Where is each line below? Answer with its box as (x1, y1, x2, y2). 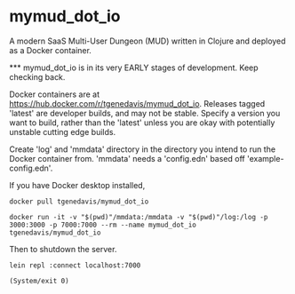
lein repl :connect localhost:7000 (9, 260, 141, 270)
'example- (247, 153, 284, 163)
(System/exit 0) (9, 276, 69, 285)
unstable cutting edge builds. (9, 126, 116, 137)
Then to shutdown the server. (9, 243, 117, 254)
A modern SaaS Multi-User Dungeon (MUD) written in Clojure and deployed (9, 36, 286, 46)
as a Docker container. (9, 44, 92, 55)
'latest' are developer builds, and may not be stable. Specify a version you (9, 107, 281, 118)
